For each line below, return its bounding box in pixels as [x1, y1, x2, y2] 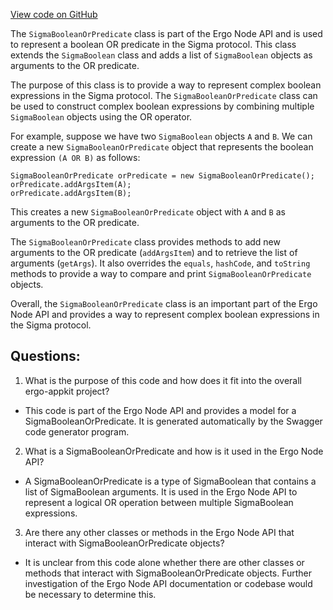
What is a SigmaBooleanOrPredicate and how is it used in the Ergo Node [24, 445, 324, 457]
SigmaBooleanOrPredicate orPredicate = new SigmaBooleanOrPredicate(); [10, 171, 315, 181]
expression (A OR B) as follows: [10, 152, 141, 163]
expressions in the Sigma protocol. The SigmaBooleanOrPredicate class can [10, 90, 318, 101]
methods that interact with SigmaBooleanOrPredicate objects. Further [24, 567, 313, 579]
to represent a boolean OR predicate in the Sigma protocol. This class [10, 39, 297, 50]
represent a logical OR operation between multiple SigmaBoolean [24, 496, 294, 508]
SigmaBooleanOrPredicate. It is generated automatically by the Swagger [24, 415, 323, 427]
